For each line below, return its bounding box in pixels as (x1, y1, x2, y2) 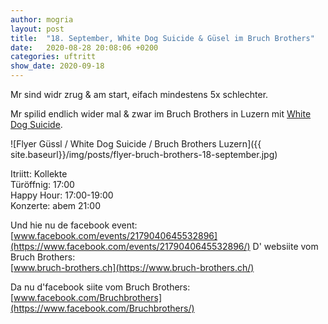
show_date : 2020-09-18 (10, 61, 105, 71)
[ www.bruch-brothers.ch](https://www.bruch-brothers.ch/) (10, 262, 255, 273)
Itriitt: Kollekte (10, 168, 68, 180)
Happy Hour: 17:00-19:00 (10, 189, 114, 201)
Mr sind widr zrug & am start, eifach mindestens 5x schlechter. (10, 89, 269, 100)
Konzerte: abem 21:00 (10, 200, 101, 211)
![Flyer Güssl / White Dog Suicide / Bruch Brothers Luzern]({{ (10, 138, 262, 150)
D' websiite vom (252, 241, 319, 252)
